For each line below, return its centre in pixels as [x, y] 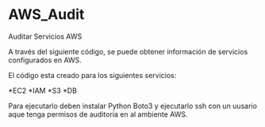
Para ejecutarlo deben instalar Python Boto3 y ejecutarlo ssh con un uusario [133, 106]
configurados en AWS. [45, 60]
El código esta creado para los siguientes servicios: [92, 75]
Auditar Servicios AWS [45, 36]
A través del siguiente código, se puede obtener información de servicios [128, 51]
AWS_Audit [46, 15]
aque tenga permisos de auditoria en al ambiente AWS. [98, 114]
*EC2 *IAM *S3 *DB [43, 90]
